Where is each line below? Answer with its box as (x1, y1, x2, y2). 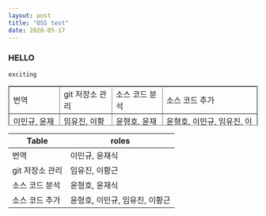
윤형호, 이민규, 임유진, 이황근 (70, 195, 171, 206)
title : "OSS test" (8, 19, 69, 27)
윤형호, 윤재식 (70, 180, 119, 191)
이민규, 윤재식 (70, 150, 119, 161)
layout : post (8, 11, 51, 20)
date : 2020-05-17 (8, 26, 66, 34)
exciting (8, 70, 37, 78)
